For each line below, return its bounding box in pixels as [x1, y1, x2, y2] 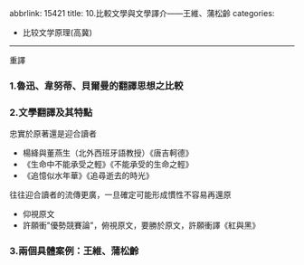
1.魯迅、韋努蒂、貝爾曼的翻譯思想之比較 [9, 80, 184, 92]
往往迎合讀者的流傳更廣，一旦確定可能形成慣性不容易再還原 [9, 189, 232, 201]
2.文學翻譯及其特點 [9, 106, 93, 118]
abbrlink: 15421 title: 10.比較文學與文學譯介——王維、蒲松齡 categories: [9, 8, 275, 18]
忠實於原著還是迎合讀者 [9, 128, 97, 139]
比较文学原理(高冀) [22, 27, 93, 38]
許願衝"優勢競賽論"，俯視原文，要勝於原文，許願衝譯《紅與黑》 [22, 220, 261, 231]
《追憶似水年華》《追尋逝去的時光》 [22, 170, 154, 181]
